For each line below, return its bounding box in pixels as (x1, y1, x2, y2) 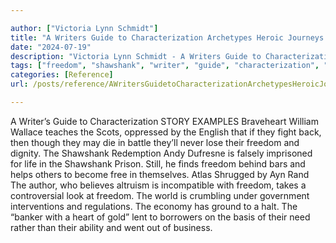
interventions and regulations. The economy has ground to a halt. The (10, 200, 298, 212)
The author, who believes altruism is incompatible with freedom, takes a (10, 179, 307, 191)
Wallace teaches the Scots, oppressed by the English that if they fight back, (10, 126, 322, 138)
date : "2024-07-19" (10, 42, 92, 52)
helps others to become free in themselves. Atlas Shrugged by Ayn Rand (10, 168, 310, 180)
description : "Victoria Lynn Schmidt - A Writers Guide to (10, 51, 262, 61)
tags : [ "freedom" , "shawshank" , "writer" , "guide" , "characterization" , (10, 61, 320, 71)
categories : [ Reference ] (10, 70, 114, 80)
